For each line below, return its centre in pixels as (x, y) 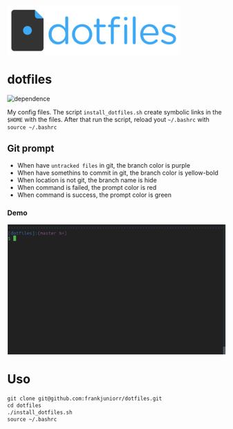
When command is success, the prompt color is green (94, 195)
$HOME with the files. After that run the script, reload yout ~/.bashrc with (108, 119)
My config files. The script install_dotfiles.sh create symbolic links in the (115, 112)
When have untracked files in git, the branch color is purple (104, 165)
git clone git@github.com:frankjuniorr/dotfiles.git (85, 399)
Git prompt (31, 149)
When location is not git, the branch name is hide (87, 180)
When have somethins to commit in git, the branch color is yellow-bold (118, 173)
